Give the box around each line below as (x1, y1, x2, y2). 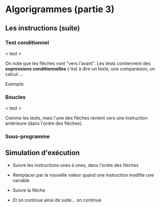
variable (12, 177, 30, 183)
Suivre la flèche (12, 187, 46, 193)
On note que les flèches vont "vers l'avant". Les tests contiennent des (5, 60, 151, 66)
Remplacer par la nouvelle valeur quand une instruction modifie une (12, 171, 154, 178)
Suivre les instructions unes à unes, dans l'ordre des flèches (12, 162, 139, 168)
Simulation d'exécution (5, 149, 80, 157)
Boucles (5, 93, 26, 100)
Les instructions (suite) (5, 24, 80, 32)
